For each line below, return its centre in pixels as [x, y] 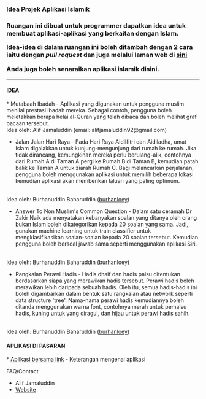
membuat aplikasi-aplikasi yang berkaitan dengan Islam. [93, 33]
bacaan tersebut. [28, 123]
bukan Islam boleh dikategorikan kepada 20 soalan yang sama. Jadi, [102, 224]
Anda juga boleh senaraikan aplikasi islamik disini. [83, 69]
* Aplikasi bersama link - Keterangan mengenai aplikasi [76, 359]
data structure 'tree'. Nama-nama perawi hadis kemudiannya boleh [100, 300]
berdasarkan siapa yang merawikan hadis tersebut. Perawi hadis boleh [105, 281]
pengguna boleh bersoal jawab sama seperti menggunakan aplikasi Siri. [106, 244]
